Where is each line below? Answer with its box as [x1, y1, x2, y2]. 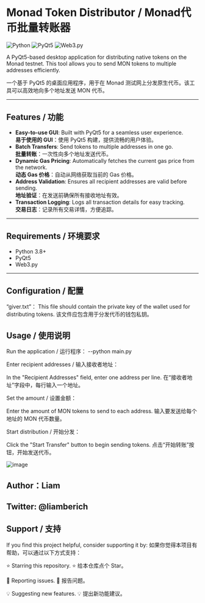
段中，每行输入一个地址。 [19, 381, 84, 389]
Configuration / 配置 [6, 285, 84, 296]
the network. [15, 163, 48, 171]
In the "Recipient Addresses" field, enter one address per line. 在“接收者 [6, 374, 187, 381]
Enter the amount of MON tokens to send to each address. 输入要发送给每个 [6, 408, 197, 415]
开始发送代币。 [16, 449, 55, 456]
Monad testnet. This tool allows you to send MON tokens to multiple [6, 59, 177, 67]
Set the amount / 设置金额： [6, 394, 77, 402]
